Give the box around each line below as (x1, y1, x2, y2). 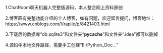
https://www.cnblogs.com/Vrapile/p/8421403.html (5, 21, 110, 27)
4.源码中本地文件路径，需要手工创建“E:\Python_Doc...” (5, 42, 119, 48)
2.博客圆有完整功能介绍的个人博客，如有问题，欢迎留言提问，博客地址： (5, 15, 155, 21)
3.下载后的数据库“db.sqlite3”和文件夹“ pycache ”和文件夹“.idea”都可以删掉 (5, 31, 158, 37)
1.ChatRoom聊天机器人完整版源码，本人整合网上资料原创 (5, 5, 123, 10)
